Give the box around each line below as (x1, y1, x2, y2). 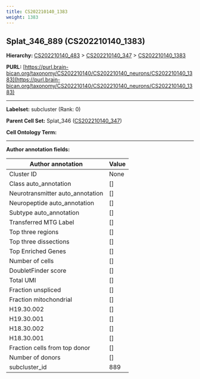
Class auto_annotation (9, 179, 71, 188)
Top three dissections (9, 238, 70, 246)
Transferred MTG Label (9, 218, 74, 226)
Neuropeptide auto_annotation (9, 199, 94, 207)
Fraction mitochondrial (9, 295, 73, 304)
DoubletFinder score (9, 267, 67, 275)
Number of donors (9, 353, 61, 362)
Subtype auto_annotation (9, 209, 79, 217)
